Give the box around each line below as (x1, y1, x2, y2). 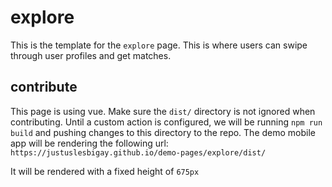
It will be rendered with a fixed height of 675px (10, 165, 200, 177)
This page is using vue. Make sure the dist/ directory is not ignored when (10, 105, 316, 117)
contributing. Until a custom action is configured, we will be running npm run (10, 116, 323, 128)
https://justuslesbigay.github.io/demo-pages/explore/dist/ (10, 147, 267, 158)
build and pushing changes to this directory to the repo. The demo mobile (10, 126, 317, 138)
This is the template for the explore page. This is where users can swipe (10, 39, 308, 51)
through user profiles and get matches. (10, 49, 172, 61)
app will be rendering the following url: (10, 137, 169, 149)
